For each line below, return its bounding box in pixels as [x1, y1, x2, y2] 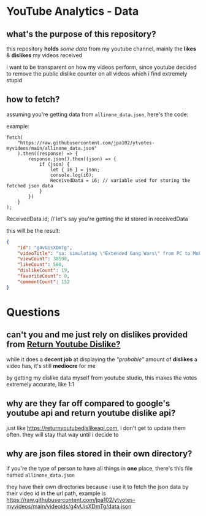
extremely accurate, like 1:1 [6, 380, 75, 388]
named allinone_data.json [6, 471, 75, 479]
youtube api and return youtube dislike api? [6, 408, 176, 418]
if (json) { [39, 161, 70, 167]
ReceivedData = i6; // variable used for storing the [50, 177, 191, 184]
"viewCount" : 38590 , [17, 256, 70, 262]
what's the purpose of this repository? [6, 29, 156, 39]
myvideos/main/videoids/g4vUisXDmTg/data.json [6, 502, 132, 510]
